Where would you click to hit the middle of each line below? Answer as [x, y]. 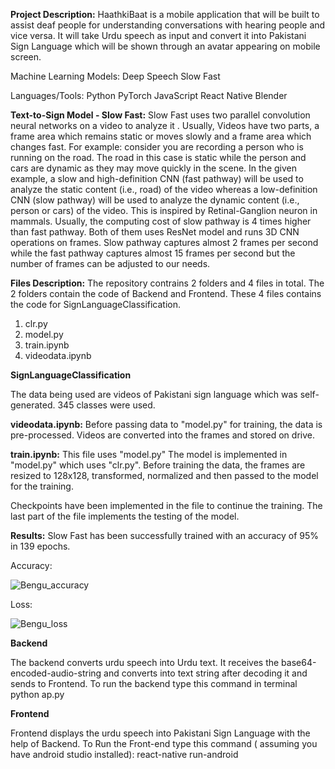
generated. [33, 405]
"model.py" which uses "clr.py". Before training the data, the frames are [158, 465]
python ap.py [37, 694]
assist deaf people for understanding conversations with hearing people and [168, 25]
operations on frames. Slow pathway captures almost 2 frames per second [164, 242]
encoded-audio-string [56, 673]
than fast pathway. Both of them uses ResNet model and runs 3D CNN [155, 232]
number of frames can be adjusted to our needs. [110, 263]
